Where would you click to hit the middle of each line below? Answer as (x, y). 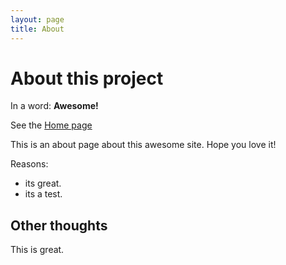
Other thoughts (59, 225)
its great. (43, 183)
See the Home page (51, 125)
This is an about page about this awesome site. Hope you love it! (143, 145)
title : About (37, 29)
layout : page (37, 19)
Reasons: (29, 164)
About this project (87, 78)
